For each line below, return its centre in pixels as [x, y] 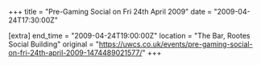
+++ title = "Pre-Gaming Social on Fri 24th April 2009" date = [110, 12]
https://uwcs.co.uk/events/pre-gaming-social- [176, 44]
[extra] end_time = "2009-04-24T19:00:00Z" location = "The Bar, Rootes [129, 36]
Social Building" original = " [54, 44]
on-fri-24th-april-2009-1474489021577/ [75, 53]
